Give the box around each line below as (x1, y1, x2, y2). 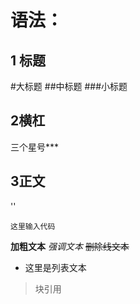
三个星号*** (10, 141, 60, 153)
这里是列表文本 (24, 261, 87, 273)
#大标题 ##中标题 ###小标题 (10, 81, 128, 92)
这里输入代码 (10, 221, 56, 231)
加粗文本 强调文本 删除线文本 (10, 240, 130, 252)
